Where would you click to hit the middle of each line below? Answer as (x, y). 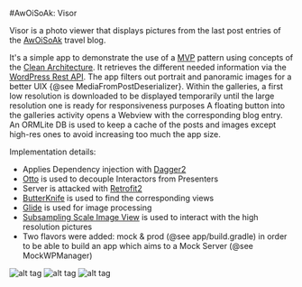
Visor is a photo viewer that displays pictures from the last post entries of (145, 30)
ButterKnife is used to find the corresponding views (118, 198)
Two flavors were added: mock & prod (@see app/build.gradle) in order (155, 236)
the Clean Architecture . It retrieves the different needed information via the (148, 67)
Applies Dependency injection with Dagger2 (104, 169)
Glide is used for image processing (87, 208)
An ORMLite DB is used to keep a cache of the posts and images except (143, 125)
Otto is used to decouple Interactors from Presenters (120, 179)
